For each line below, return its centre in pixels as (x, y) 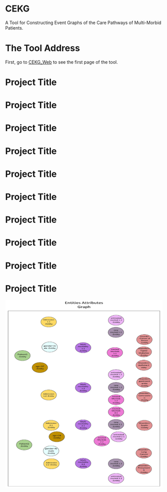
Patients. (14, 28)
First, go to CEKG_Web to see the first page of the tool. (62, 62)
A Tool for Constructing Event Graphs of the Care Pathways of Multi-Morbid (83, 23)
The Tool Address (42, 48)
